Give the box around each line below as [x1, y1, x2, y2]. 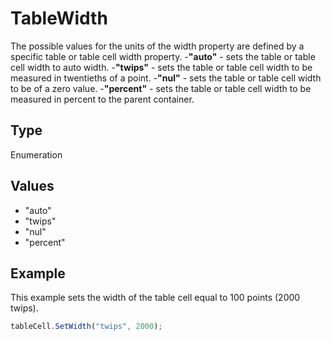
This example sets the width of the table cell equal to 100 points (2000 [10, 292, 301, 304]
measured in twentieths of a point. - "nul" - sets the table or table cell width [10, 72, 322, 84]
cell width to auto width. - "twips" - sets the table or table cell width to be [10, 61, 313, 73]
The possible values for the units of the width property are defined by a [10, 40, 305, 52]
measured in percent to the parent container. [10, 93, 195, 105]
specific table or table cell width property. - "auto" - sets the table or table [10, 50, 316, 62]
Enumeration [10, 148, 63, 161]
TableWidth [10, 7, 108, 30]
